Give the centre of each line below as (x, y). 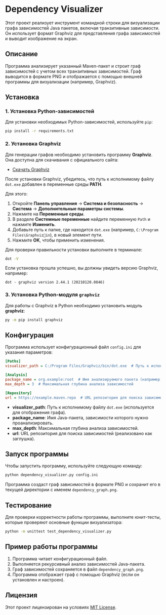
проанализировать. (33, 423)
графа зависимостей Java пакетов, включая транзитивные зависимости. (82, 28)
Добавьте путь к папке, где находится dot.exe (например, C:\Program (85, 229)
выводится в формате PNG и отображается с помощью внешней (74, 76)
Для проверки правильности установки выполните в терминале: (74, 249)
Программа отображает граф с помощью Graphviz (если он (76, 574)
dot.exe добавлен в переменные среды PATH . (54, 184)
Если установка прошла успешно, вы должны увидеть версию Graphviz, (82, 268)
